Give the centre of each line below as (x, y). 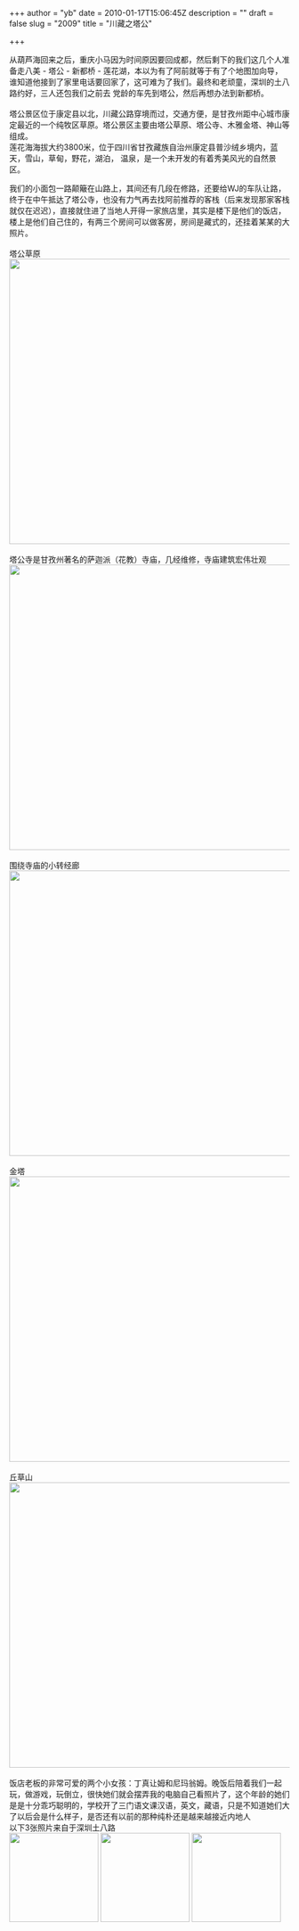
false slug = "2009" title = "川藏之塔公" (81, 23)
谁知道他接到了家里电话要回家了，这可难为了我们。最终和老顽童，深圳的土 (145, 82)
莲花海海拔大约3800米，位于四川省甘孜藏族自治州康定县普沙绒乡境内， (140, 147)
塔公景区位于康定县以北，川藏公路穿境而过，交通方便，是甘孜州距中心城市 (145, 114)
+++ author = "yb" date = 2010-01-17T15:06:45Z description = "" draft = (141, 13)
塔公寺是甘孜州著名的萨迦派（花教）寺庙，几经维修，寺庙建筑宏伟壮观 (138, 559)
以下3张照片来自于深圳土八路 (62, 1828)
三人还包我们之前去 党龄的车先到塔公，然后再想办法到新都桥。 (154, 93)
